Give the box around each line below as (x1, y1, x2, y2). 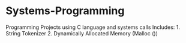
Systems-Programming (5, 4, 125, 18)
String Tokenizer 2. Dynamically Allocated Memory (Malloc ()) (5, 29, 158, 37)
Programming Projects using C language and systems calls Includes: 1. (5, 24, 181, 31)
